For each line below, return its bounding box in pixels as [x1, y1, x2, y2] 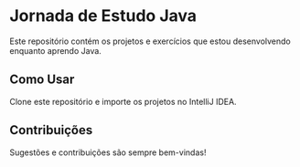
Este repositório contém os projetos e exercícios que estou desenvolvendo [9, 36, 291, 47]
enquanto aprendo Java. [9, 45, 102, 56]
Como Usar [9, 72, 75, 88]
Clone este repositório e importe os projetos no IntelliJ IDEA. [9, 96, 237, 107]
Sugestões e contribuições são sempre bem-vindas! [9, 147, 207, 158]
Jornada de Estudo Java [9, 5, 198, 26]
